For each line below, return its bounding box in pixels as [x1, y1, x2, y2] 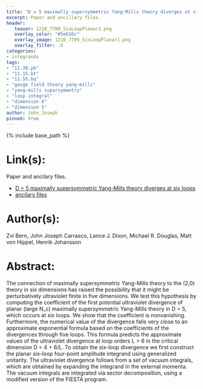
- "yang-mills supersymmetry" [6, 87, 83, 93]
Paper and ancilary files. [6, 173, 67, 180]
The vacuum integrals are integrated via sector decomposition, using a [6, 369, 182, 377]
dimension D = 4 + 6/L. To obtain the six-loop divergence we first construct [6, 344, 195, 351]
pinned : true [6, 115, 39, 121]
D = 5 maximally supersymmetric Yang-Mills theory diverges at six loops [14, 185, 196, 192]
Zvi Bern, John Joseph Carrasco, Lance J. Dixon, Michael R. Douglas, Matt [6, 232, 192, 239]
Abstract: [6, 260, 55, 273]
